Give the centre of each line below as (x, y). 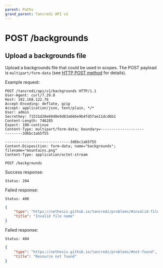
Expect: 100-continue (27, 125)
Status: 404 (17, 239)
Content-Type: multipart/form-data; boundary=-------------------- (75, 129)
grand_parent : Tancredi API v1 (37, 14)
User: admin (17, 112)
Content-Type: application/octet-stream (47, 155)
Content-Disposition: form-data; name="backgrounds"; (61, 146)
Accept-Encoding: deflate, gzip (38, 104)
